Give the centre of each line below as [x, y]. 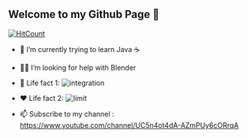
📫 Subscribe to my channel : [67, 114]
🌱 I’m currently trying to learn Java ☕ [80, 49]
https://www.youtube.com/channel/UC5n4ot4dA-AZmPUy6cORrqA [129, 125]
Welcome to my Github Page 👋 [84, 15]
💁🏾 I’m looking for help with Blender [78, 67]
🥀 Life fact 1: [40, 83]
